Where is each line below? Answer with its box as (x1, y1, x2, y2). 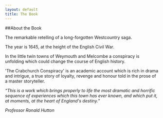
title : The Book (5, 12, 38, 17)
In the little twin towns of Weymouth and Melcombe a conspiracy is (5, 53, 140, 59)
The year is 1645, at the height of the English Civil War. (5, 44, 114, 50)
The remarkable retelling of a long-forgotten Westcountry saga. (5, 34, 132, 40)
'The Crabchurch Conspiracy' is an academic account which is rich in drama (5, 67, 159, 73)
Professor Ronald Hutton (5, 107, 55, 113)
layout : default (5, 7, 38, 12)
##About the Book (5, 25, 42, 31)
